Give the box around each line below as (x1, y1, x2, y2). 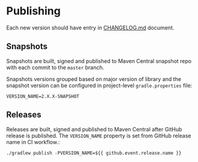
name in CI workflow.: (6, 138, 60, 145)
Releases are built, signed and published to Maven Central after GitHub (6, 125, 182, 133)
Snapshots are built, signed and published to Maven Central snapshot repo (6, 57, 191, 64)
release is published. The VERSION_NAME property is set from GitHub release (6, 132, 191, 139)
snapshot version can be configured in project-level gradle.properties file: (6, 82, 193, 89)
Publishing (6, 4, 61, 18)
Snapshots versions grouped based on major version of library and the (6, 75, 182, 82)
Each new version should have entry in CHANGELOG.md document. (6, 24, 175, 31)
